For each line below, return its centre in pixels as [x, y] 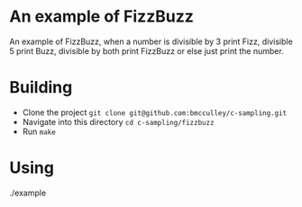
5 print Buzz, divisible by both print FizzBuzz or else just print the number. [146, 50]
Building [41, 88]
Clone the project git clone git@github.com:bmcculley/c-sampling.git [154, 112]
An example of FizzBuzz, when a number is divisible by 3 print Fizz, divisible [151, 41]
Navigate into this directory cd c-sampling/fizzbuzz [118, 121]
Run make [39, 131]
